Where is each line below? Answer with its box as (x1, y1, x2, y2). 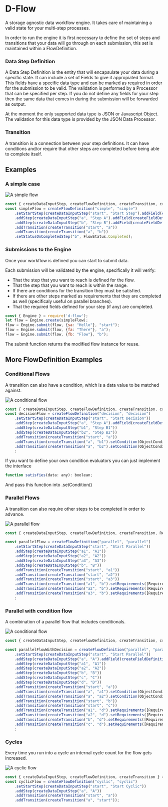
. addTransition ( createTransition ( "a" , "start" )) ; (14, 798, 120, 803)
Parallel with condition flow (5, 607, 72, 614)
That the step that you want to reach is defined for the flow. (12, 277, 135, 283)
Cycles (5, 738, 22, 745)
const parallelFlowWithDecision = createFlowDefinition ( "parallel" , (5, 647, 151, 652)
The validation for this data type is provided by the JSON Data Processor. (5, 116, 156, 122)
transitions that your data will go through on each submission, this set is (5, 40, 153, 46)
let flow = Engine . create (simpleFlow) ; (5, 318, 88, 323)
